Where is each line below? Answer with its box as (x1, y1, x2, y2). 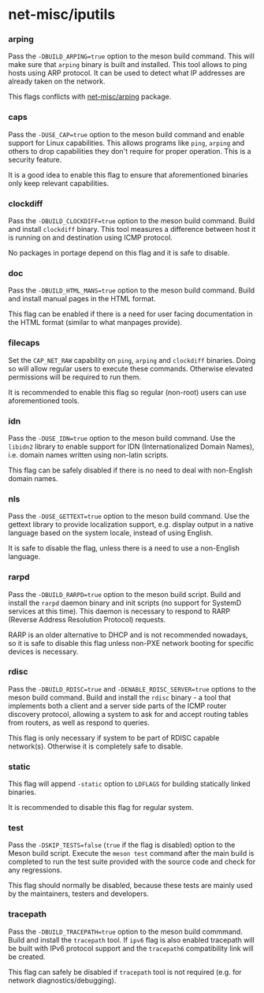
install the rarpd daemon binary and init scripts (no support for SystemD (8, 598, 242, 607)
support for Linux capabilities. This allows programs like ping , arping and (8, 138, 245, 147)
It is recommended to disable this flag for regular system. (8, 803, 195, 812)
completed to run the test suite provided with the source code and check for (8, 857, 256, 867)
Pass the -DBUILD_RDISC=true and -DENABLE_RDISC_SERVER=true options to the (8, 684, 256, 693)
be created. (8, 952, 46, 961)
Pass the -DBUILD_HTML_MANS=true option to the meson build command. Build (8, 286, 255, 295)
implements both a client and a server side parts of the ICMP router (8, 700, 227, 711)
